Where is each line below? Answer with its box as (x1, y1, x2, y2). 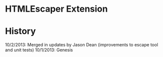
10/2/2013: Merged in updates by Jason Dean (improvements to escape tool (5, 42, 158, 48)
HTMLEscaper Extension (5, 3, 108, 15)
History (5, 26, 36, 37)
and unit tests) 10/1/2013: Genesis (5, 47, 73, 53)
